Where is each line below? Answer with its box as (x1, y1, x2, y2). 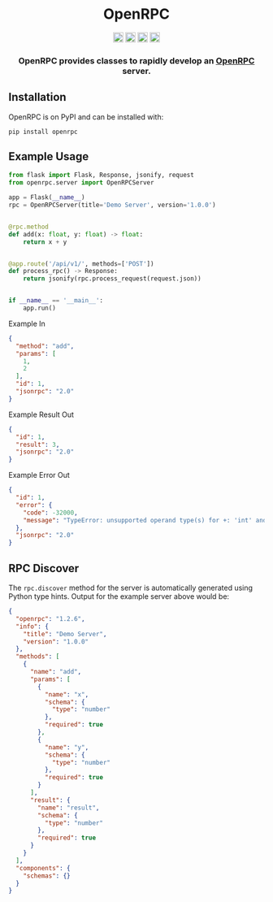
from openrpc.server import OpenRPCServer (8, 179, 154, 187)
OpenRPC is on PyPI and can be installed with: (8, 111, 164, 122)
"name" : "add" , (29, 668, 82, 676)
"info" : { (15, 622, 49, 631)
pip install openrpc (8, 128, 79, 136)
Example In (8, 319, 46, 328)
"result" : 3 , (15, 440, 60, 449)
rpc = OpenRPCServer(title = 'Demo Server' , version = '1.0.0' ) (8, 201, 217, 210)
